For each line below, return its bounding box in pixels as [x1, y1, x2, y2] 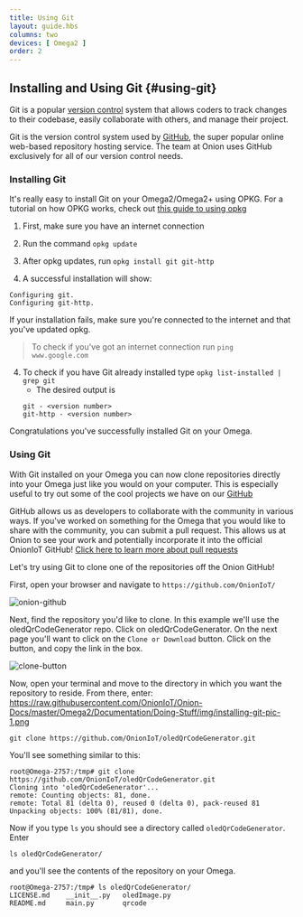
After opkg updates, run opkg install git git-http [22, 256, 215, 267]
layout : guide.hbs [9, 22, 78, 31]
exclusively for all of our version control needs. [9, 150, 183, 161]
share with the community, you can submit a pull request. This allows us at [9, 525, 287, 536]
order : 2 [9, 47, 42, 56]
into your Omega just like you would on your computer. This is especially [9, 478, 279, 489]
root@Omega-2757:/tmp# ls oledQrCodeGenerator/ [9, 883, 192, 892]
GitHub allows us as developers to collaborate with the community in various [9, 505, 294, 516]
